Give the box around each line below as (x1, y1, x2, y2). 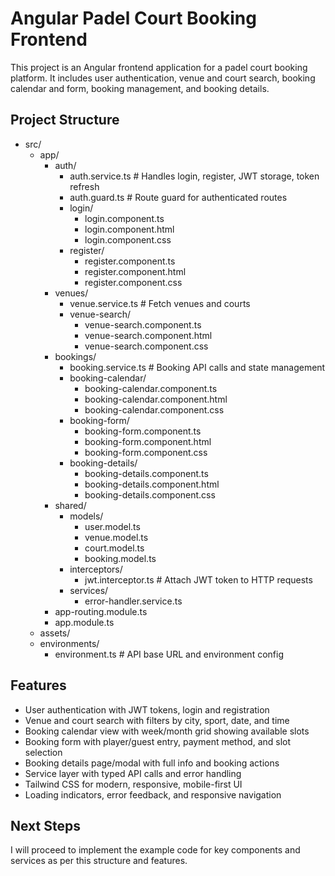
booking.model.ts (84, 552, 157, 564)
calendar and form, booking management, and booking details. (10, 82, 270, 94)
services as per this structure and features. (10, 855, 188, 867)
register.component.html (84, 265, 187, 277)
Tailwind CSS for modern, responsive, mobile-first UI (24, 778, 243, 790)
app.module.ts (54, 616, 115, 628)
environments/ (39, 637, 100, 649)
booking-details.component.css (84, 488, 216, 501)
